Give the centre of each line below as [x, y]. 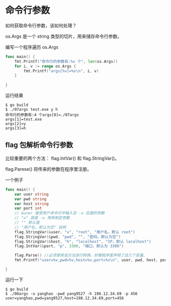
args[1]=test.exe [24, 119]
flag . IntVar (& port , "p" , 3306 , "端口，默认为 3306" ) [69, 246]
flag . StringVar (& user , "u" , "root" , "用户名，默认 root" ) [75, 232]
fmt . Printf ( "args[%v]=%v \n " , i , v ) [61, 71]
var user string [32, 194]
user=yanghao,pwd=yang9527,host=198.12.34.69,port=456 [65, 298]
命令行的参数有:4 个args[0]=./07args [42, 115]
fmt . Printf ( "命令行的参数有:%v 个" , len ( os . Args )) [66, 62]
